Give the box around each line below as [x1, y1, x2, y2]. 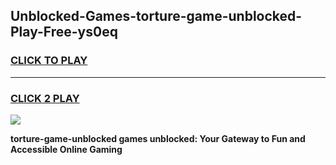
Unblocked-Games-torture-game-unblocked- [10, 8, 303, 25]
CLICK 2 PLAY [10, 91, 80, 105]
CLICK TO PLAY [10, 54, 88, 68]
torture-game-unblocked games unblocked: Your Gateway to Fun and [10, 132, 306, 144]
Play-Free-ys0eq [10, 24, 118, 41]
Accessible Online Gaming [10, 143, 123, 155]
